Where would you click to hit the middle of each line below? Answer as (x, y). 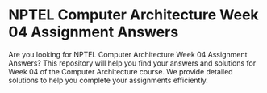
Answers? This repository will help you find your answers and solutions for (132, 63)
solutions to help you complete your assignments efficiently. (108, 80)
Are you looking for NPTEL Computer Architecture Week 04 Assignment (128, 54)
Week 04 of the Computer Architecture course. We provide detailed (121, 71)
